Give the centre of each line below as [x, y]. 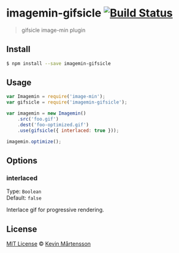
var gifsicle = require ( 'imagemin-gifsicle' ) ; [67, 102]
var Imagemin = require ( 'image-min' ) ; [56, 97]
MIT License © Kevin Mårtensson [48, 244]
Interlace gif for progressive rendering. [55, 210]
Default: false [24, 198]
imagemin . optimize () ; [34, 142]
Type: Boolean [24, 191]
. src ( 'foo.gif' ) [38, 119]
